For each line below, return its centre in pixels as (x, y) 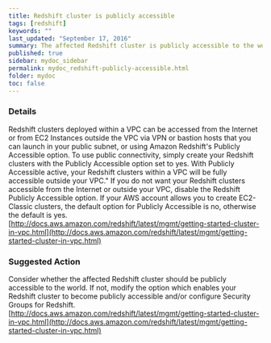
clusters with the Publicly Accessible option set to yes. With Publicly (122, 163)
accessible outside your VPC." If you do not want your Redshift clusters (127, 180)
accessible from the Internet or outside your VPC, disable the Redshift (124, 189)
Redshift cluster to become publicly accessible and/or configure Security (130, 296)
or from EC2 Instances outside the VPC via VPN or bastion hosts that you (130, 137)
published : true (35, 53)
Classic (21, 206)
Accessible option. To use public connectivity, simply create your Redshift (131, 155)
